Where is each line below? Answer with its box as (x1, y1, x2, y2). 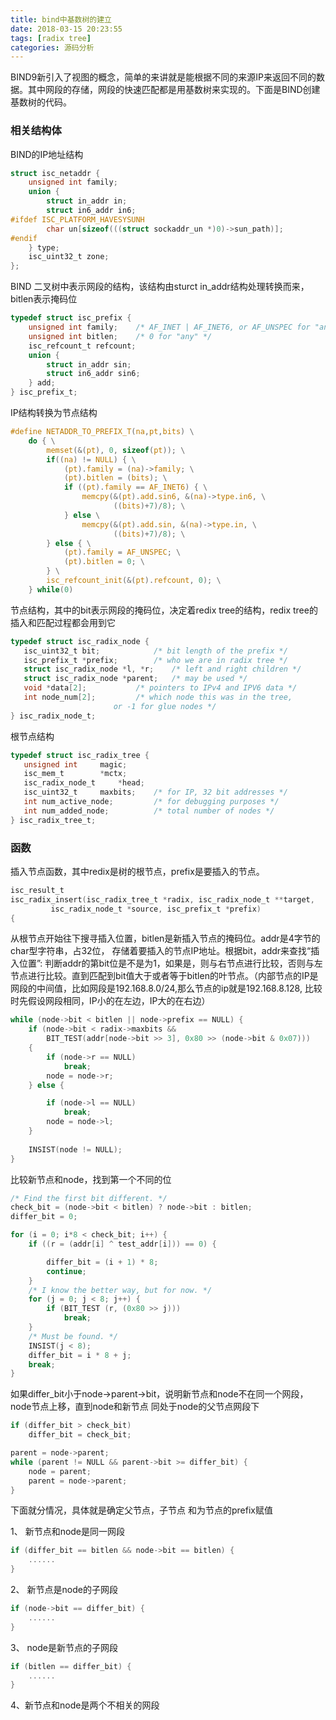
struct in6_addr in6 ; (46, 206, 137, 216)
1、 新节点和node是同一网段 (10, 1526, 126, 1538)
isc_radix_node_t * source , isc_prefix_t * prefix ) (50, 904, 262, 914)
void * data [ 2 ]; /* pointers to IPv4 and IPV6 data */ (23, 683, 298, 693)
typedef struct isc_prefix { (10, 313, 132, 323)
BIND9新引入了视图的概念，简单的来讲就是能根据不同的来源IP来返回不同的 (10, 71, 317, 83)
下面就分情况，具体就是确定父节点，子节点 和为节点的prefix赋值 (10, 1504, 273, 1516)
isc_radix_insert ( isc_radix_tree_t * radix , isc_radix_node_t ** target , (10, 894, 315, 905)
